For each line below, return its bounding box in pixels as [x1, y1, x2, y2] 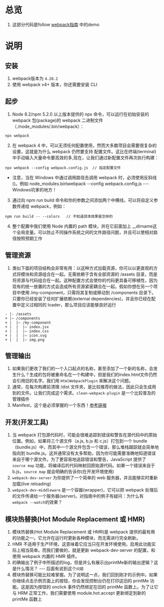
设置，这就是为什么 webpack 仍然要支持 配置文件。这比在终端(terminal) [12, 148, 157, 154]
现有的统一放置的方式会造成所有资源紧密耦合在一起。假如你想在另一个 [12, 283, 154, 289]
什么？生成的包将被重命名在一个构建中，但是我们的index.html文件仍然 [16, 372, 158, 377]
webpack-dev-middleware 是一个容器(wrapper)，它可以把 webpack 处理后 [12, 487, 158, 493]
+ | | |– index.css [5, 328, 49, 333]
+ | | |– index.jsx [5, 324, 49, 329]
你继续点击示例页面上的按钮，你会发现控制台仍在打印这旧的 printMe [12, 578, 149, 584]
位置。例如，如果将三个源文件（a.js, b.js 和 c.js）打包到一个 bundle [12, 438, 147, 444]
